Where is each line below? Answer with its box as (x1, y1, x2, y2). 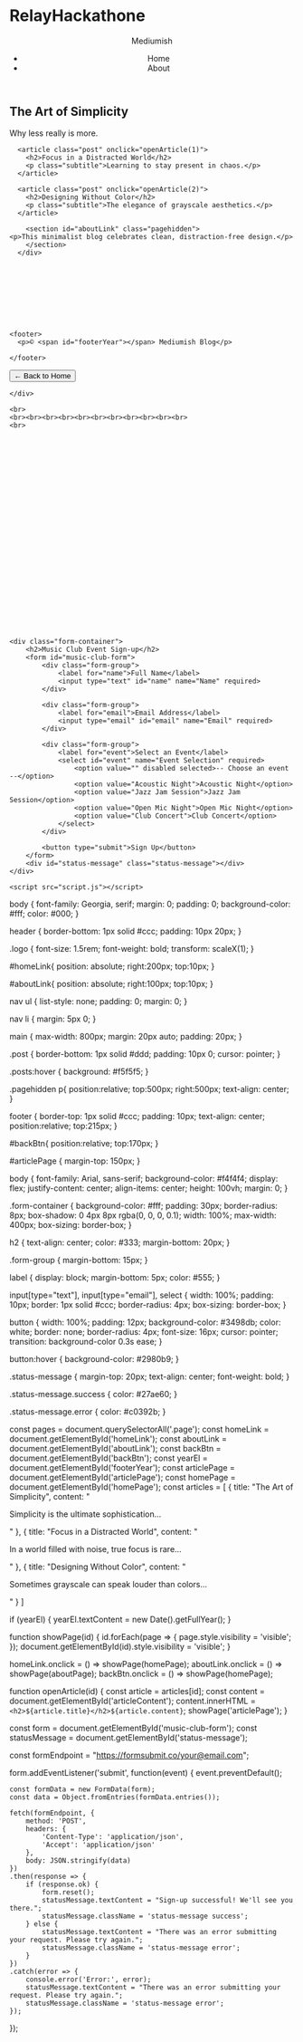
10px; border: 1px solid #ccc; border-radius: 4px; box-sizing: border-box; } (9, 1299, 287, 1310)
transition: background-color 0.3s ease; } (9, 1337, 163, 1347)
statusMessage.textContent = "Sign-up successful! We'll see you (42, 1896, 294, 1905)
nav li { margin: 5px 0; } (9, 1013, 97, 1024)
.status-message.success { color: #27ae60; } (9, 1389, 178, 1400)
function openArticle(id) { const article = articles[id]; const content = (9, 1686, 265, 1697)
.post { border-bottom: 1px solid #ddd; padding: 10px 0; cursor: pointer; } (9, 1049, 281, 1059)
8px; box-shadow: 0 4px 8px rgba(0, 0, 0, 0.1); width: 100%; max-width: (9, 1210, 278, 1221)
